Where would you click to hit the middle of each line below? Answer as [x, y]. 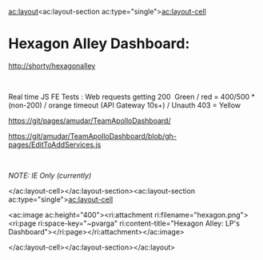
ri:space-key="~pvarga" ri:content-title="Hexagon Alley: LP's [139, 223]
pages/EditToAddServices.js [55, 144]
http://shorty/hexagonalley [52, 65]
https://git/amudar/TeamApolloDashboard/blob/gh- [93, 136]
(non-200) [25, 105]
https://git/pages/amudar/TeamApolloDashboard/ [90, 120]
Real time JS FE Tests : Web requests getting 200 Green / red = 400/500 [129, 97]
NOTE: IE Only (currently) [50, 175]
